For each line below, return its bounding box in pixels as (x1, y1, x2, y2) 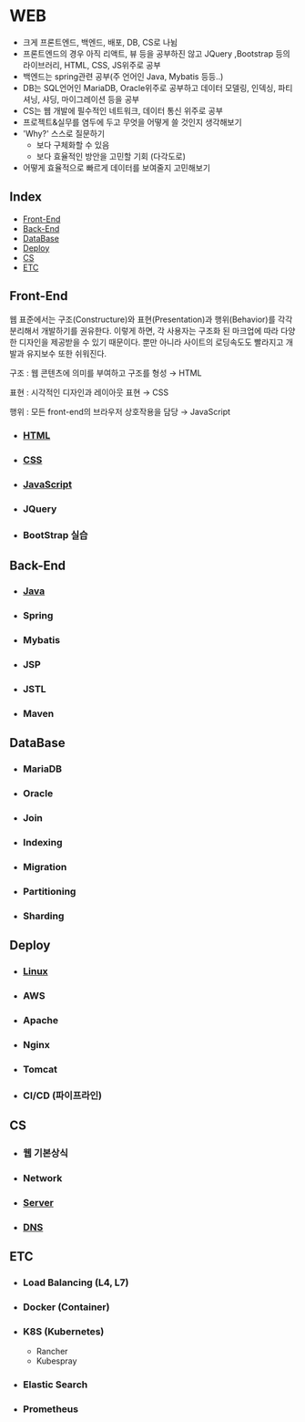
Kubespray (36, 1355, 77, 1366)
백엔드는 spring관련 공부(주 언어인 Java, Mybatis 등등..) (22, 70, 224, 82)
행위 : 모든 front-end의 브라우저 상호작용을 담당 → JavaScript (9, 406, 230, 417)
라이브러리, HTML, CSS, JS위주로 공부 (22, 59, 161, 70)
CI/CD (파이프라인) (22, 1089, 103, 1102)
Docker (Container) (22, 1301, 110, 1313)
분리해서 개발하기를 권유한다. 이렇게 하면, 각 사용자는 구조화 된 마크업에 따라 (9, 325, 280, 336)
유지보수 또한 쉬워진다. (25, 348, 107, 358)
